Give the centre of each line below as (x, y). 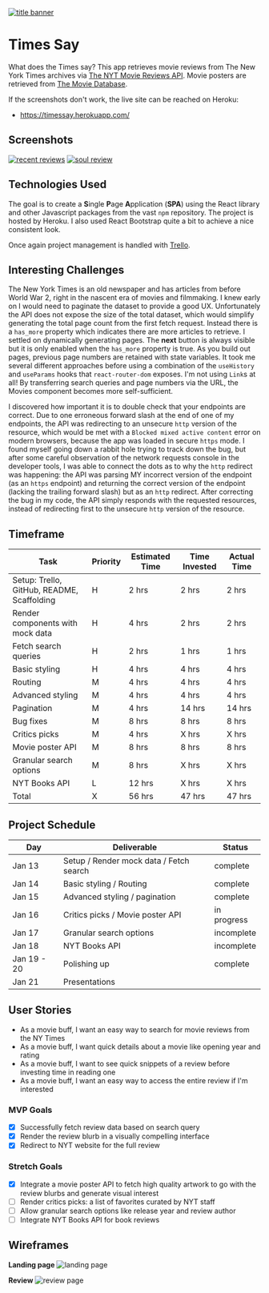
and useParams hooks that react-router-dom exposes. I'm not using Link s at (132, 374)
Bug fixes (30, 721)
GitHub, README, (45, 590)
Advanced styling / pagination (119, 897)
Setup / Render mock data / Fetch (126, 861)
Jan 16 (26, 915)
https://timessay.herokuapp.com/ (75, 114)
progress (231, 920)
